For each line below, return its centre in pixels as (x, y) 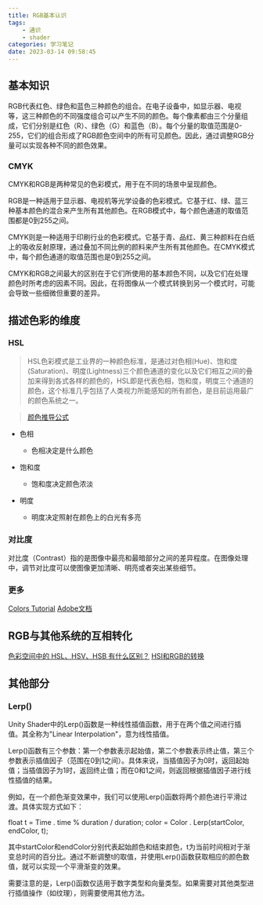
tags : (17, 23)
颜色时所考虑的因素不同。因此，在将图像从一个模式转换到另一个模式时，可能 (131, 283)
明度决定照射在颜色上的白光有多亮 (86, 517)
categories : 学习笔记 (41, 45)
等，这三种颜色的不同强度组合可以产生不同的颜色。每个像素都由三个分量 (124, 115)
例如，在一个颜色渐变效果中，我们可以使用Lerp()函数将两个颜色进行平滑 (124, 797)
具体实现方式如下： (52, 806)
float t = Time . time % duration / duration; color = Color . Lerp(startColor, (126, 822)
